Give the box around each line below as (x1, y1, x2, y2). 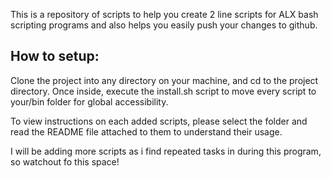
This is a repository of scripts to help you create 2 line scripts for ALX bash (10, 9, 319, 20)
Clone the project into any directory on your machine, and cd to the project (10, 74, 319, 86)
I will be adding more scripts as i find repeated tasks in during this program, (10, 145, 322, 157)
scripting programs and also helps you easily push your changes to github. (10, 19, 318, 31)
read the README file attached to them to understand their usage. (10, 125, 283, 138)
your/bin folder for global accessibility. (10, 95, 169, 108)
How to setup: (10, 48, 100, 65)
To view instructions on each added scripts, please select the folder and (10, 115, 308, 127)
